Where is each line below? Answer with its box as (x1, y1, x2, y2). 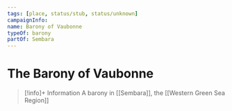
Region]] (24, 96, 49, 105)
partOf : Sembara (7, 36, 54, 43)
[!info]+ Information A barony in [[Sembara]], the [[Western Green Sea (24, 89, 226, 97)
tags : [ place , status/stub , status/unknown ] (7, 10, 138, 17)
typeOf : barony (7, 29, 51, 37)
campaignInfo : (7, 17, 49, 24)
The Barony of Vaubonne (7, 66, 154, 82)
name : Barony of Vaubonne (7, 23, 82, 30)
